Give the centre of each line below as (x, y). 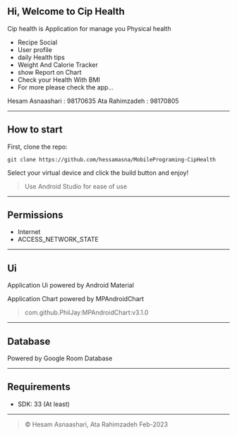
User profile (35, 49)
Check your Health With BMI (59, 80)
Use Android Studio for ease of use (76, 186)
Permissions (35, 215)
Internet (29, 232)
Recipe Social (37, 42)
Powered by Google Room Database (60, 358)
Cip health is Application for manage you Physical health (89, 28)
